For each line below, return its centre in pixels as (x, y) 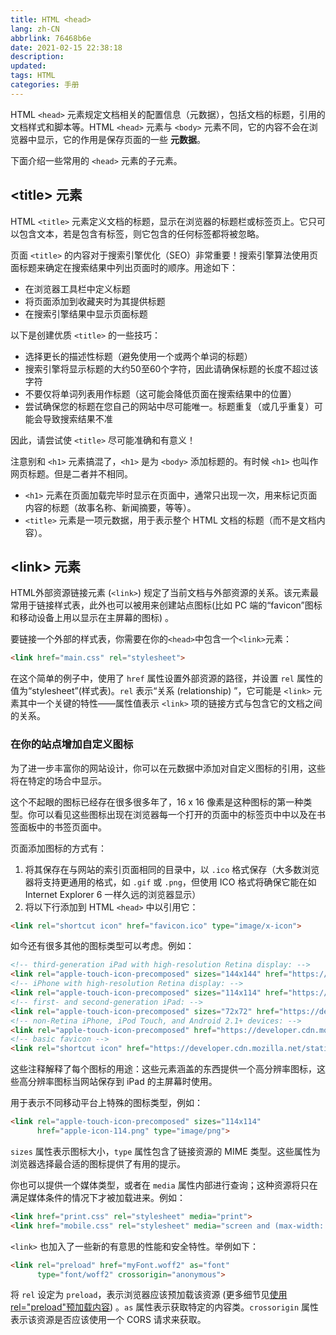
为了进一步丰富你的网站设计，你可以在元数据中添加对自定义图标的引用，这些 (168, 768)
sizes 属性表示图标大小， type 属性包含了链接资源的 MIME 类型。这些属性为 (165, 1151)
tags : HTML (33, 76)
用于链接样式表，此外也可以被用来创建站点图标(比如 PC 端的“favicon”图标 (170, 605)
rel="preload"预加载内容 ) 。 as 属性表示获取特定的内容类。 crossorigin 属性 (165, 1307)
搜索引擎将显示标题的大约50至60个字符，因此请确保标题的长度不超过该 (171, 368)
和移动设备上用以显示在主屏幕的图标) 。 (92, 618)
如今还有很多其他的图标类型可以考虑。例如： (102, 946)
